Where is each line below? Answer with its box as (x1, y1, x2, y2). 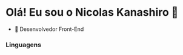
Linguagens (5, 40, 42, 49)
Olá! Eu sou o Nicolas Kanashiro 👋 (5, 5, 179, 19)
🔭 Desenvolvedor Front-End (14, 25, 84, 33)
